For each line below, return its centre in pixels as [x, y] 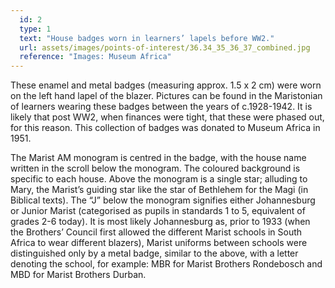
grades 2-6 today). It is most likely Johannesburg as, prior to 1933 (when [160, 222]
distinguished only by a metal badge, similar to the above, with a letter [154, 253]
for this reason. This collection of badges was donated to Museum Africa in [165, 128]
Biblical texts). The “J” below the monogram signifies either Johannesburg [163, 200]
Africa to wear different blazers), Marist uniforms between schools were [159, 243]
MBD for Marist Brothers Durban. [78, 275]
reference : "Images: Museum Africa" [95, 57]
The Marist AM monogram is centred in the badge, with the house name [158, 158]
